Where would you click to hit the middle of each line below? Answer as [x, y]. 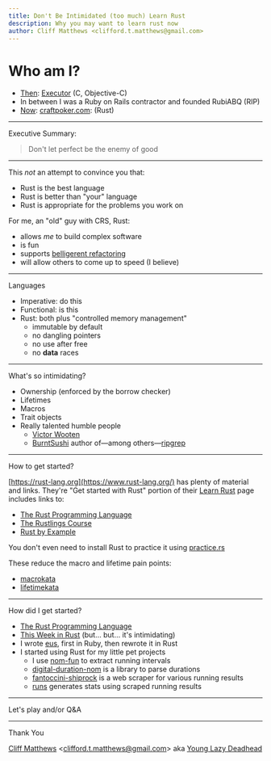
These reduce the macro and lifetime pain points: [90, 563]
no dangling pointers [66, 335]
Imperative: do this [51, 301]
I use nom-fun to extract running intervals [101, 661]
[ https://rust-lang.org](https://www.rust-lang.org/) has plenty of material [129, 482]
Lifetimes [35, 400]
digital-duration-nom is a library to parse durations [116, 669]
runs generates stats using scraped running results [117, 687]
